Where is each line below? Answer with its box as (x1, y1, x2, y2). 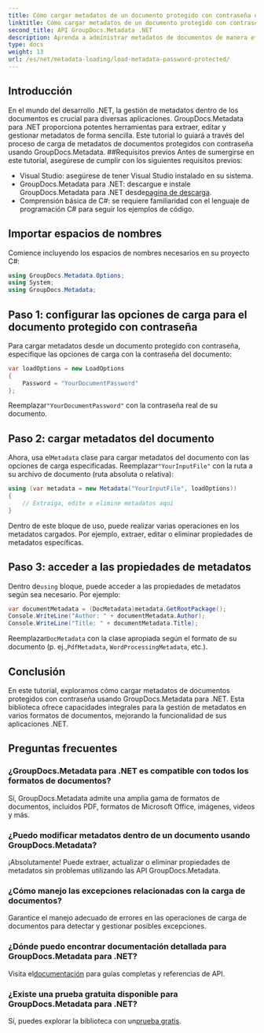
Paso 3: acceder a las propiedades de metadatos (8, 560, 251, 574)
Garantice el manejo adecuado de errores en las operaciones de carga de (8, 913, 247, 923)
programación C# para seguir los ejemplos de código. (19, 204, 195, 213)
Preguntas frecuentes (8, 742, 118, 755)
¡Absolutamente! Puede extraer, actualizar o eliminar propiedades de (8, 857, 230, 866)
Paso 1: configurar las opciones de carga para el (8, 308, 247, 321)
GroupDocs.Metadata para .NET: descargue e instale (19, 179, 191, 189)
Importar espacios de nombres (8, 227, 163, 241)
